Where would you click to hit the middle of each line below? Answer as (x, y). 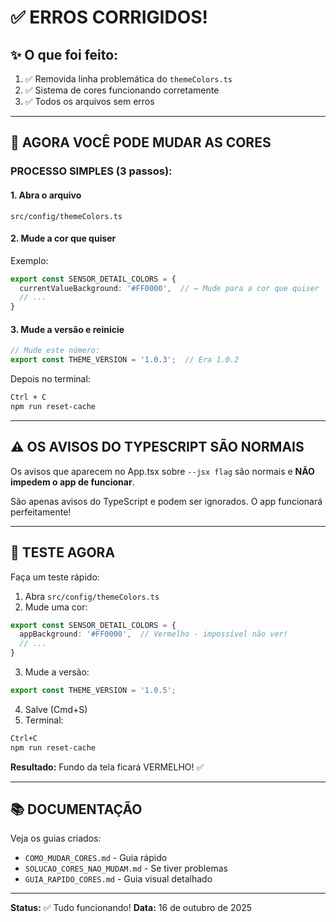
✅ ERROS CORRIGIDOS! (109, 17)
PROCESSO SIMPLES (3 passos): (91, 171)
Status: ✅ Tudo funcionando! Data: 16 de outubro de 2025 (131, 908)
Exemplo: (29, 260)
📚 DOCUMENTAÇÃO (76, 809)
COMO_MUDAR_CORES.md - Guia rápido (96, 858)
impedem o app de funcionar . (72, 482)
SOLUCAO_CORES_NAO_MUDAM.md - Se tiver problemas (126, 868)
